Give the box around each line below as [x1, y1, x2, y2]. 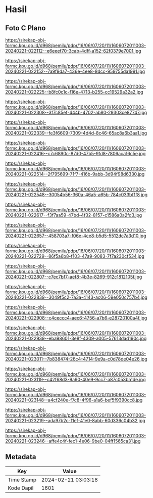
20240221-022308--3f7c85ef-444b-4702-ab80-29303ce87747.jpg [5, 110, 147, 115]
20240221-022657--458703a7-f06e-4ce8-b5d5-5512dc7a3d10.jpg [5, 233, 146, 239]
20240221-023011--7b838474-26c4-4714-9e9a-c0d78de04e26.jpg [5, 356, 147, 362]
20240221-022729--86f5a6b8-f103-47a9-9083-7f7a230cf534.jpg [5, 253, 145, 259]
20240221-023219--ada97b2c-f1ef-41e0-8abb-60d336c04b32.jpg [5, 418, 145, 423]
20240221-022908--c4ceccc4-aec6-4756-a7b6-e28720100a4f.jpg [5, 315, 147, 321]
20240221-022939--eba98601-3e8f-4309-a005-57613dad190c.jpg [5, 335, 147, 341]
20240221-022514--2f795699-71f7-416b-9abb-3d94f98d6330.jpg [5, 171, 145, 177]
